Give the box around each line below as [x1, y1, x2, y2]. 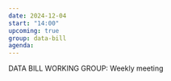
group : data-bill [8, 34, 67, 43]
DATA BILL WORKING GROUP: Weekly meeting [8, 63, 164, 73]
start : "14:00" [8, 19, 60, 27]
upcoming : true [8, 26, 60, 34]
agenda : [8, 42, 35, 50]
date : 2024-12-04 [8, 11, 67, 20]
